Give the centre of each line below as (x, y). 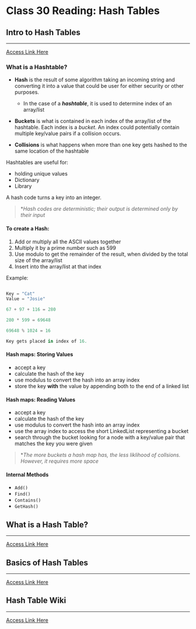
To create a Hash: (28, 228)
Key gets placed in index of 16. (47, 341)
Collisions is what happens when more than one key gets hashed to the (101, 145)
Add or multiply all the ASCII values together (68, 242)
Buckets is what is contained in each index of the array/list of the (92, 121)
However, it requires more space (60, 461)
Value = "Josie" (26, 299)
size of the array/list (38, 260)
